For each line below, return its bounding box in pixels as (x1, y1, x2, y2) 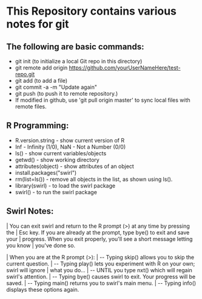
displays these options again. (6, 286, 79, 293)
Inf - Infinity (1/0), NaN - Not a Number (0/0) (15, 143, 126, 150)
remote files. (15, 103, 47, 110)
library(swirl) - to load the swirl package (15, 181, 116, 189)
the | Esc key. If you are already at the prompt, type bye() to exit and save (6, 228, 190, 236)
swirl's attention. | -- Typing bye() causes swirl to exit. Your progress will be (6, 273, 196, 280)
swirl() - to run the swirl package (15, 188, 97, 195)
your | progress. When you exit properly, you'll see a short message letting (6, 235, 193, 242)
